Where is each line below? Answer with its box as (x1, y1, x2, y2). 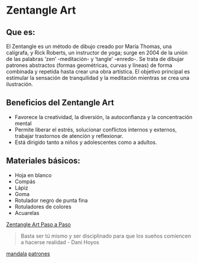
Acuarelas (14, 209, 40, 216)
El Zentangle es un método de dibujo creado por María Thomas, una (6, 43, 173, 50)
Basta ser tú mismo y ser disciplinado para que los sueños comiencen (20, 232, 191, 239)
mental (14, 120, 32, 127)
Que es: (6, 27, 35, 37)
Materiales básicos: (6, 156, 81, 166)
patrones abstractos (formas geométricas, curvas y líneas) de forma (6, 62, 173, 69)
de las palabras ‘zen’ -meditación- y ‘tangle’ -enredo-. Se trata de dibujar (6, 56, 184, 62)
